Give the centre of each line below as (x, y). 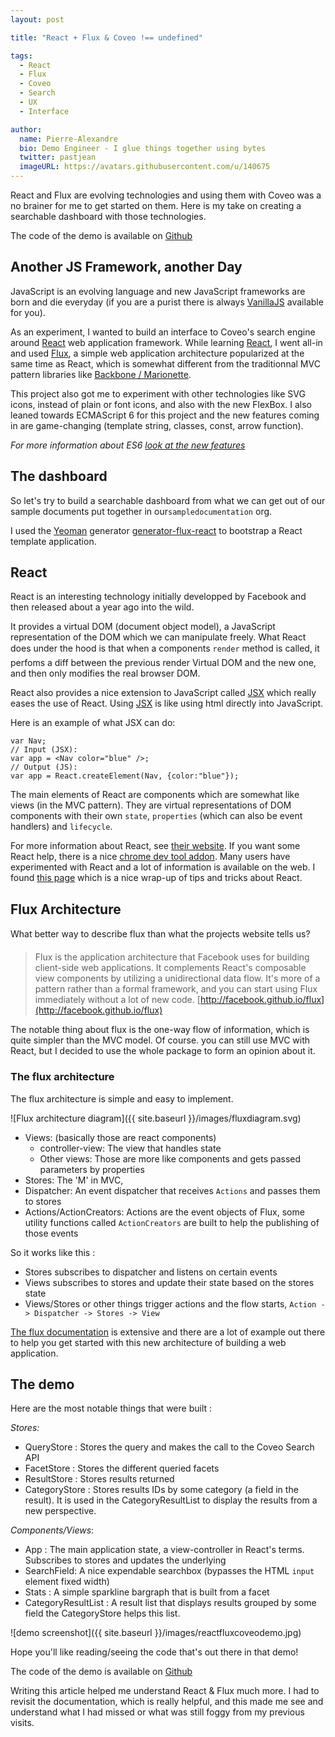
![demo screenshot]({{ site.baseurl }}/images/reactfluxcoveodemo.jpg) (156, 1633)
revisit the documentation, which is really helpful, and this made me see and (167, 1702)
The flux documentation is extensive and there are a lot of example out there (168, 1332)
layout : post (37, 19)
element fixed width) (67, 1582)
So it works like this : (53, 1252)
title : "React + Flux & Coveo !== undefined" (106, 37)
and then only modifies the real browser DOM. (105, 673)
